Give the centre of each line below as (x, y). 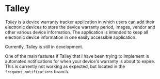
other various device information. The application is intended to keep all (77, 32)
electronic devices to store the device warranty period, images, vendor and (80, 27)
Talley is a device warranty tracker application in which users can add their (80, 22)
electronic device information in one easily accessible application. (71, 37)
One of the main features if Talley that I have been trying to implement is (77, 56)
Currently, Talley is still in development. (44, 47)
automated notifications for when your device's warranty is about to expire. (80, 61)
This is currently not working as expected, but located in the (65, 66)
